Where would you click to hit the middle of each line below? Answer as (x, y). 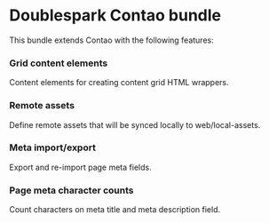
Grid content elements (59, 63)
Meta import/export (52, 147)
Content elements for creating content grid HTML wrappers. (119, 83)
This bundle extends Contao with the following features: (112, 40)
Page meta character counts (72, 190)
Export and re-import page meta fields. (81, 167)
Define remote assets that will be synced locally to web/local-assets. (135, 124)
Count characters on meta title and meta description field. (115, 210)
